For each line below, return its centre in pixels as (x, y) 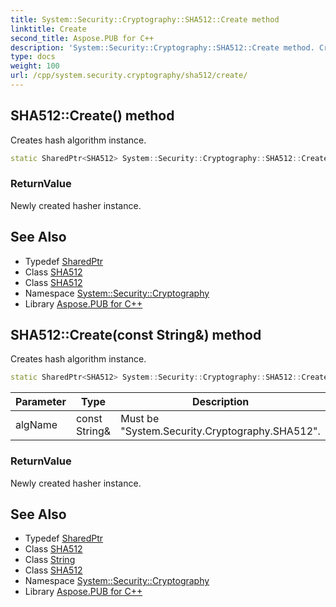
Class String (50, 560)
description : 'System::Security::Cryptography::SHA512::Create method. (162, 47)
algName (36, 425)
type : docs (33, 57)
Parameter (41, 402)
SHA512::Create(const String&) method (136, 335)
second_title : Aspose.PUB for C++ (82, 38)
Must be (140, 419)
